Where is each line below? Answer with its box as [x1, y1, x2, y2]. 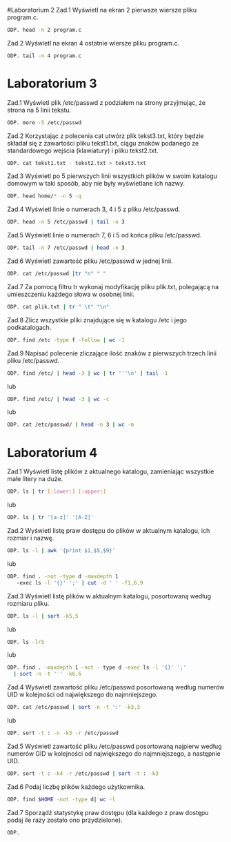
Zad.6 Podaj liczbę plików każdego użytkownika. [7, 783, 145, 791]
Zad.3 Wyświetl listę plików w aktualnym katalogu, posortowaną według [7, 591, 212, 600]
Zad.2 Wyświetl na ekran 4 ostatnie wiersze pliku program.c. [7, 39, 180, 47]
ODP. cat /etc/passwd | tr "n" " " [7, 271, 107, 277]
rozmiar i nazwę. [7, 534, 54, 542]
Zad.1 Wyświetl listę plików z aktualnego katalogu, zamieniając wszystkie [7, 467, 214, 476]
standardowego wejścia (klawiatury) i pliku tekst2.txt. [7, 146, 159, 155]
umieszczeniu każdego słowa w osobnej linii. [7, 290, 135, 298]
